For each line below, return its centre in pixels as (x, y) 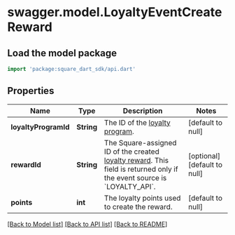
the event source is (135, 177)
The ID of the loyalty (137, 122)
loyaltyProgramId (40, 127)
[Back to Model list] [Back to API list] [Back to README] (87, 224)
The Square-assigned (140, 142)
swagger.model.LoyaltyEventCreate (115, 12)
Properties (31, 91)
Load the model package (62, 53)
